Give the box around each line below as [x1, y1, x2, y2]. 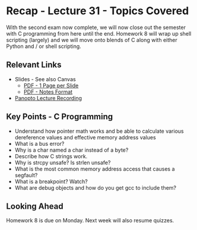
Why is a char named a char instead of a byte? [14, 146, 129, 154]
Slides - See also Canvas [14, 75, 76, 82]
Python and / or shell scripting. [6, 43, 81, 50]
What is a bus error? [14, 140, 65, 147]
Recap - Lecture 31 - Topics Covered [6, 4, 189, 18]
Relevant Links [6, 60, 62, 70]
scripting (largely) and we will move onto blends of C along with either [6, 36, 177, 43]
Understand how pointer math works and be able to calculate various [14, 127, 184, 135]
